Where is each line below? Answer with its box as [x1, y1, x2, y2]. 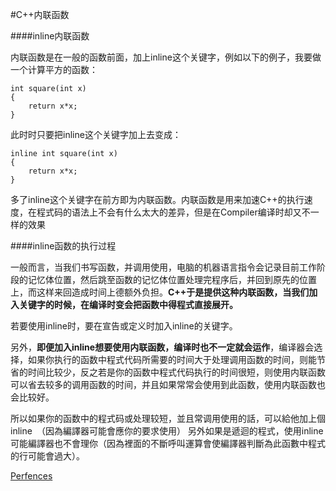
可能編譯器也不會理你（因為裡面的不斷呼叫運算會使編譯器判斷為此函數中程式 [10, 438, 326, 449]
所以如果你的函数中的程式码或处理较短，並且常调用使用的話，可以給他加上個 [10, 413, 326, 424]
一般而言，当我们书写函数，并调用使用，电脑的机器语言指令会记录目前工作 [10, 261, 317, 273]
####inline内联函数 [10, 30, 90, 42]
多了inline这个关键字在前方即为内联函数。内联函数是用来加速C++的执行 [10, 194, 305, 205]
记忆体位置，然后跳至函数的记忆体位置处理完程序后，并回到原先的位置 [27, 274, 317, 285]
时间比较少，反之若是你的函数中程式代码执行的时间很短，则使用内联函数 [27, 366, 326, 378]
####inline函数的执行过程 [10, 240, 117, 252]
